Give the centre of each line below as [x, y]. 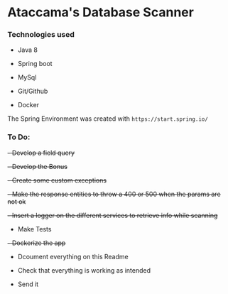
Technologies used [41, 35]
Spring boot [35, 64]
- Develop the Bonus [37, 166]
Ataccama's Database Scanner [101, 12]
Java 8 [27, 50]
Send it [28, 284]
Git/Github [33, 91]
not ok [17, 201]
